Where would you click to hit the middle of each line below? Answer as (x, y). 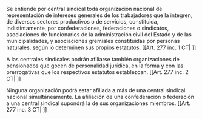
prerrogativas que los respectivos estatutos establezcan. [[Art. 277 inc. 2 (98, 72)
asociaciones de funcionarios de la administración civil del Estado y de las (99, 35)
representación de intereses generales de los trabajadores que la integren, (99, 15)
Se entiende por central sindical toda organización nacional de (84, 9)
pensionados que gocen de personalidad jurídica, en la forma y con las (95, 66)
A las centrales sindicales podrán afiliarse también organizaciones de (93, 59)
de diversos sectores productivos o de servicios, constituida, (82, 22)
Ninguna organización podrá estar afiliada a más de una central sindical (96, 90)
